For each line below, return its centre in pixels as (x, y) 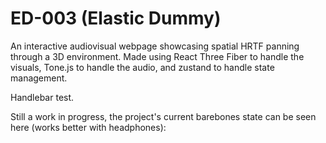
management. (39, 78)
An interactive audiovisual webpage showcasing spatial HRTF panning (155, 46)
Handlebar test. (42, 97)
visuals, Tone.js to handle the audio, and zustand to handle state (142, 67)
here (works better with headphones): (88, 127)
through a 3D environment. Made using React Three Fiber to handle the (157, 56)
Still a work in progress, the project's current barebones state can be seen (163, 116)
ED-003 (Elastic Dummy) (116, 18)
